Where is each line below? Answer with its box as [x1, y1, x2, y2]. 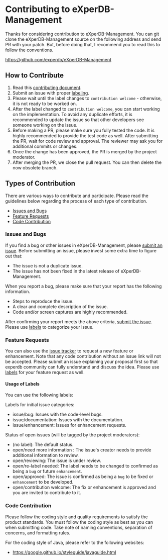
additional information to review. [12, 452, 79, 458]
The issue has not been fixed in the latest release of [12, 268, 120, 274]
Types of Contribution [5, 179, 76, 188]
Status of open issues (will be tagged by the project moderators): [5, 432, 140, 438]
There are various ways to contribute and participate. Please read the [5, 193, 149, 199]
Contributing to [5, 4, 70, 15]
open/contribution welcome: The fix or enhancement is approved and [12, 484, 156, 491]
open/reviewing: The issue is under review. [12, 457, 101, 463]
